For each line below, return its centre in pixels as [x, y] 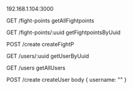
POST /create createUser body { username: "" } [66, 80]
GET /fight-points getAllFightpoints [50, 20]
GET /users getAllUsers [36, 68]
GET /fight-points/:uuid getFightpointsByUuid [63, 32]
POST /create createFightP [40, 44]
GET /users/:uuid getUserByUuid [48, 56]
